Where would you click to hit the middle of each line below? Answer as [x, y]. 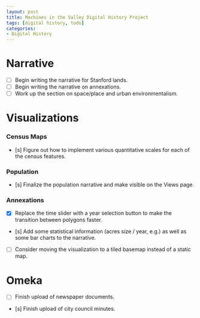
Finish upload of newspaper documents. [65, 297]
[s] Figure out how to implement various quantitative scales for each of [102, 149]
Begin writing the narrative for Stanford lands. [71, 80]
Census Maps [27, 137]
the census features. [40, 156]
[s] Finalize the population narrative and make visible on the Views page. [104, 185]
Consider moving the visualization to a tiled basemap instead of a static [103, 249]
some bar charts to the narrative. [55, 238]
